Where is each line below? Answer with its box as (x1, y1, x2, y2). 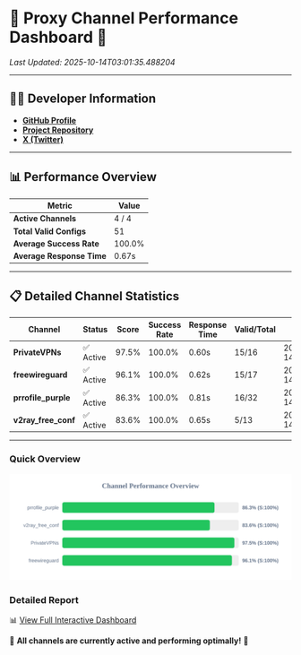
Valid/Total (234, 324, 276, 335)
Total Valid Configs (13, 226, 87, 237)
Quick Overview (9, 452, 81, 465)
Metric (47, 201, 73, 211)
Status (82, 324, 108, 335)
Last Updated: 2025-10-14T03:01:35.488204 (9, 56, 176, 67)
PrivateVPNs (13, 347, 62, 358)
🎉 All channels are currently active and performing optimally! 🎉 (9, 635, 249, 646)
